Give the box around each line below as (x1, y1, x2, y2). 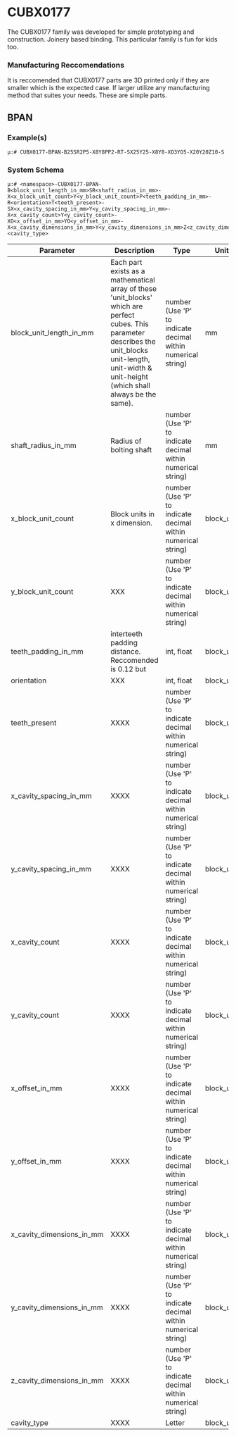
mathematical (110, 275, 156, 285)
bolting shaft (110, 445, 152, 455)
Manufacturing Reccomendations (7, 60, 125, 70)
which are (110, 301, 143, 311)
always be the (110, 390, 157, 399)
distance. (110, 647, 141, 657)
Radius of (110, 436, 142, 446)
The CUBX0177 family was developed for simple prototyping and (7, 27, 195, 36)
